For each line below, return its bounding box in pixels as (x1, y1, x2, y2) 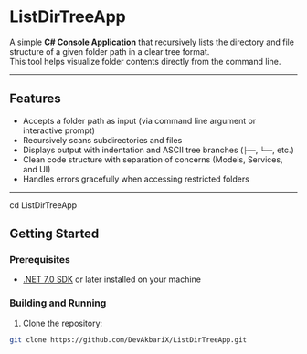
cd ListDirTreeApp (9, 199, 78, 211)
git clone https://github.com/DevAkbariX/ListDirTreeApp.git (9, 335, 248, 344)
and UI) (22, 163, 51, 174)
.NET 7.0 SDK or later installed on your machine (22, 274, 201, 285)
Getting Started (9, 226, 100, 242)
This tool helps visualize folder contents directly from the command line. (9, 56, 281, 67)
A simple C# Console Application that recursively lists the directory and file (9, 36, 295, 47)
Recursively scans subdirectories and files (22, 134, 183, 145)
